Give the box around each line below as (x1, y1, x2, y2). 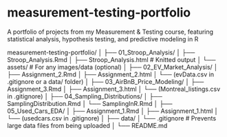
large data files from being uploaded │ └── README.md (7, 121, 168, 129)
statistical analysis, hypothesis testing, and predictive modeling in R (7, 34, 199, 43)
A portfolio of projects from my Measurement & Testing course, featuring (7, 28, 214, 36)
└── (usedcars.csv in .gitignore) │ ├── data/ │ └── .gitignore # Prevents (7, 114, 217, 122)
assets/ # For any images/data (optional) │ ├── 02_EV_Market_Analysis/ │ (7, 63, 218, 71)
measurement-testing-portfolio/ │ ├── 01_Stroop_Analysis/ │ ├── (7, 48, 195, 56)
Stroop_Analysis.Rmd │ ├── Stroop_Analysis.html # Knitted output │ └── (7, 55, 216, 63)
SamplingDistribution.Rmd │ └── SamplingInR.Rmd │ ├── (7, 99, 173, 107)
